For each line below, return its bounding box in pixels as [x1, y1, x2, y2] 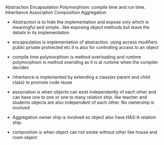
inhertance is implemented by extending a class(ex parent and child [12, 74, 151, 80]
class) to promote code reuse [12, 79, 73, 85]
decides [12, 64, 29, 70]
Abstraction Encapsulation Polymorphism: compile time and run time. [5, 4, 146, 10]
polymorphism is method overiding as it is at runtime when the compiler [12, 59, 159, 65]
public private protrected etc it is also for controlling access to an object [12, 45, 159, 50]
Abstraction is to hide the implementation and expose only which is [12, 19, 149, 25]
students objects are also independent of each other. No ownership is [12, 99, 155, 105]
